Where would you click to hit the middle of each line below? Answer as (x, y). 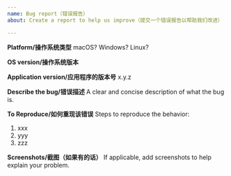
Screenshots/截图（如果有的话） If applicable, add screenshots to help (110, 157)
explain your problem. (38, 165)
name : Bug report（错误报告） (48, 14)
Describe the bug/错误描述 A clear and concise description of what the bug (116, 91)
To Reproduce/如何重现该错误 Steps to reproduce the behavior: (98, 114)
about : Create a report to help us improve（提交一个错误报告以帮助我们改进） (115, 20)
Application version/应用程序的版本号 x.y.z (69, 77)
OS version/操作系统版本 (43, 62)
